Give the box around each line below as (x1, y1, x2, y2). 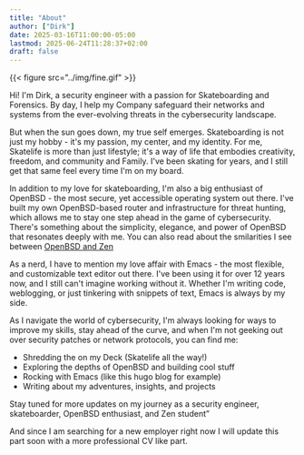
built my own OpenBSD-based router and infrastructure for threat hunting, (9, 202, 287, 214)
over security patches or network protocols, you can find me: (9, 334, 239, 346)
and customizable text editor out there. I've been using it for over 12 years (9, 268, 286, 279)
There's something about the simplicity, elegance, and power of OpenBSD (9, 222, 287, 233)
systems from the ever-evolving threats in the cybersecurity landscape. (9, 109, 277, 120)
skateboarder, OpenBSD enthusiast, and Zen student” (9, 409, 211, 420)
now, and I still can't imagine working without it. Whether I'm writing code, (9, 278, 286, 289)
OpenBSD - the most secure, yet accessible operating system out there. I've (9, 193, 294, 204)
